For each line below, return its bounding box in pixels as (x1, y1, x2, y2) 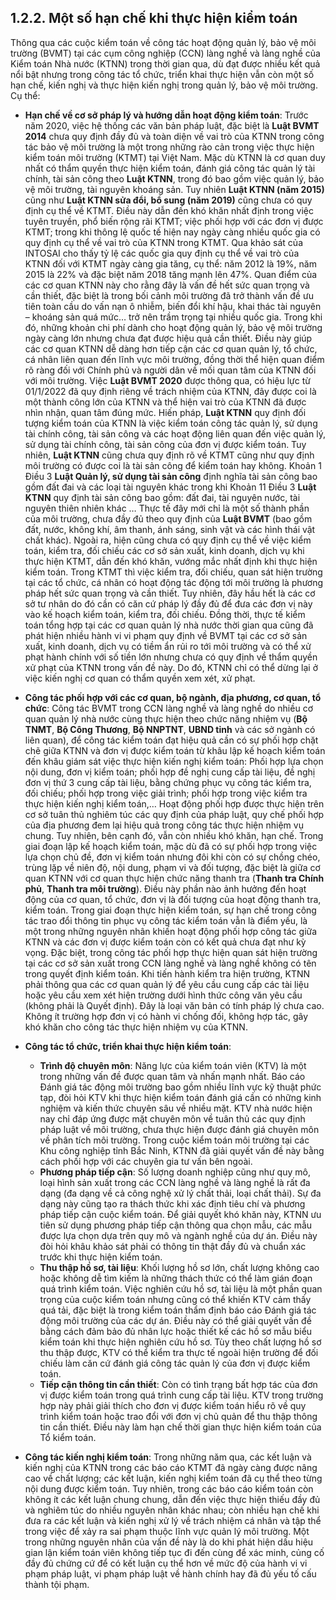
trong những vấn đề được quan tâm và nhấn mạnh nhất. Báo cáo (39, 1070, 306, 1082)
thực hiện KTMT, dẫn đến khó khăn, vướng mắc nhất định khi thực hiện (24, 555, 318, 567)
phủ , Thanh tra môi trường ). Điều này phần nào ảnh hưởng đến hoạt (24, 882, 307, 895)
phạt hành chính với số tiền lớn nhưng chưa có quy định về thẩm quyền (24, 651, 318, 663)
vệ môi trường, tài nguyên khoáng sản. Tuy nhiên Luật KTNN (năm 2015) (24, 183, 325, 195)
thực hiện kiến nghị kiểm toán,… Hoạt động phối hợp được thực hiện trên (24, 797, 325, 810)
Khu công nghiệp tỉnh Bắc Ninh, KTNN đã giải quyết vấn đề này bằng (39, 1144, 325, 1156)
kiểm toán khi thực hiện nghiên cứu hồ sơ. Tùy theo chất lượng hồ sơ (39, 1336, 322, 1348)
